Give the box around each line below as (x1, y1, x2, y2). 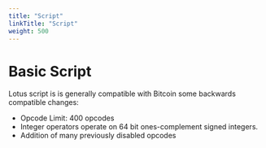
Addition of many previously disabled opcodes (20, 131, 177, 141)
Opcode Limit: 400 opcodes (20, 113, 115, 123)
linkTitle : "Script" (8, 20, 79, 28)
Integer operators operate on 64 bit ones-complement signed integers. (20, 122, 259, 132)
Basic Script (8, 62, 92, 81)
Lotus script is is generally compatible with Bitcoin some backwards (8, 89, 236, 98)
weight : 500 (8, 27, 49, 35)
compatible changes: (8, 98, 79, 107)
